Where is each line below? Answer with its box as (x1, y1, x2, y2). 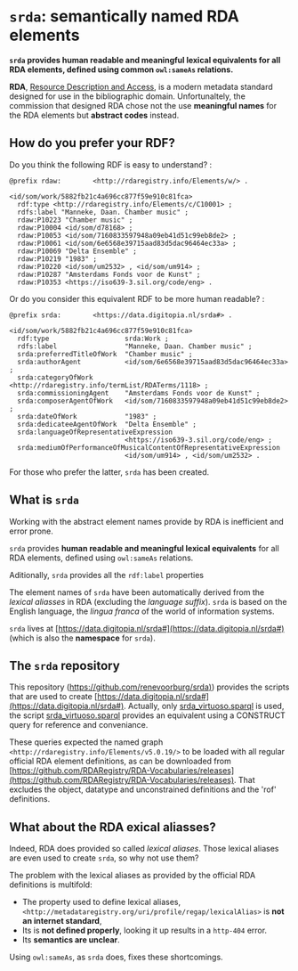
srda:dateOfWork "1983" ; (17, 412, 157, 420)
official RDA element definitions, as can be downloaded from (9, 755, 231, 767)
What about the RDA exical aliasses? (9, 820, 216, 835)
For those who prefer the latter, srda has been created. (9, 466, 210, 477)
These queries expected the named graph (9, 737, 164, 747)
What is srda (9, 493, 80, 508)
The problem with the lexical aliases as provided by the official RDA (9, 870, 256, 881)
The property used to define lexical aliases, (21, 897, 181, 908)
